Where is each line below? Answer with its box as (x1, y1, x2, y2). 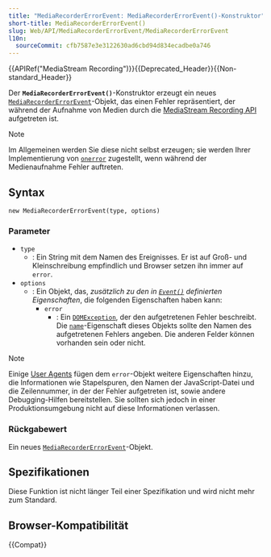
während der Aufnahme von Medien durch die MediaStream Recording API (8, 106, 257, 115)
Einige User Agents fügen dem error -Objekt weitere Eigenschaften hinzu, (8, 369, 253, 379)
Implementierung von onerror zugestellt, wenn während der (8, 154, 207, 164)
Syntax (8, 185, 45, 199)
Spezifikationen (8, 465, 90, 479)
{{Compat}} (8, 540, 47, 550)
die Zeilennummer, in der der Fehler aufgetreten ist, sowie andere (8, 386, 226, 396)
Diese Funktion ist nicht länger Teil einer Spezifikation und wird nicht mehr (8, 487, 256, 497)
